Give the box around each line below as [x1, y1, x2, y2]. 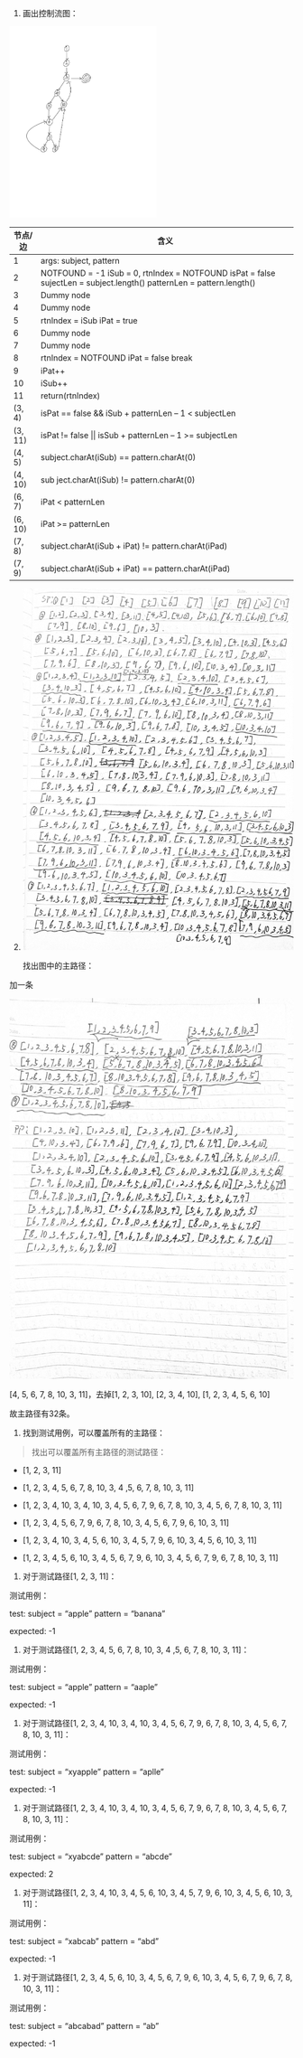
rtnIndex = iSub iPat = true [40, 315, 138, 325]
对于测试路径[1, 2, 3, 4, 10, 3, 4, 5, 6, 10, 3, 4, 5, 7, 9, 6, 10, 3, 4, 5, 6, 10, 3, [22, 1887, 293, 1898]
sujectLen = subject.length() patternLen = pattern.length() [40, 277, 256, 287]
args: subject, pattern [40, 255, 120, 266]
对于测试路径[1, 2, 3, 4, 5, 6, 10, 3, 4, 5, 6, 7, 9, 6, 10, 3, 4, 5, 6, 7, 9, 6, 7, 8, [22, 1971, 293, 1982]
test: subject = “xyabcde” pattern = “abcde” [9, 1851, 173, 1862]
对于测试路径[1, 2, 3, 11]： [22, 1571, 117, 1582]
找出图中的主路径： [22, 960, 95, 971]
